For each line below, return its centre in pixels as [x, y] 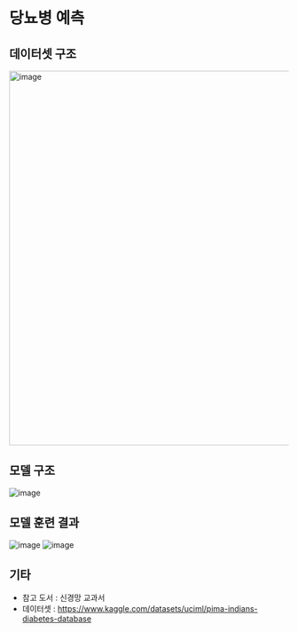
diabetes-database [56, 619]
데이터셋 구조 [43, 54]
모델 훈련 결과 [44, 523]
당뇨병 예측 [47, 18]
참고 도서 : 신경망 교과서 [63, 598]
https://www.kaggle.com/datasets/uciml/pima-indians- [157, 609]
